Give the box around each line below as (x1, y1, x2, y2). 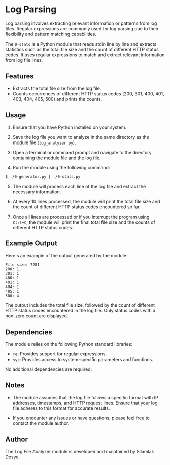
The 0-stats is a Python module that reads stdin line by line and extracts (5, 41, 157, 47)
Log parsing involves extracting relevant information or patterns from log (5, 20, 157, 26)
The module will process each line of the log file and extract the (12, 183, 146, 189)
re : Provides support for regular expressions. (12, 351, 107, 357)
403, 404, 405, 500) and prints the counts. (12, 96, 103, 102)
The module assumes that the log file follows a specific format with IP (12, 395, 158, 400)
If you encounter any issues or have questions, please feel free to (12, 415, 150, 421)
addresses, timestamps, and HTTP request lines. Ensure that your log (12, 400, 158, 406)
